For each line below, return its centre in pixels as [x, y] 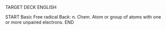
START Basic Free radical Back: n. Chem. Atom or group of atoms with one [83, 17]
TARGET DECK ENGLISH [31, 7]
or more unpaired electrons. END [40, 22]
